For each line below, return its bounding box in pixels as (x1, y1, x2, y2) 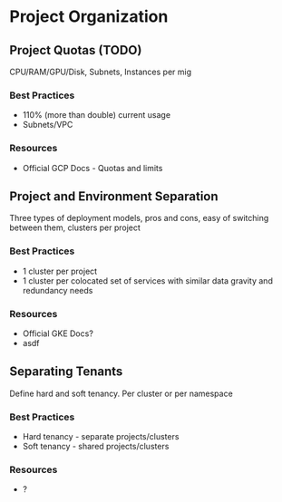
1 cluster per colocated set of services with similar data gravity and (22, 275, 274, 286)
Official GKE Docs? (22, 328, 93, 339)
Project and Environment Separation (9, 188, 219, 204)
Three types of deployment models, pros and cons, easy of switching (9, 213, 269, 224)
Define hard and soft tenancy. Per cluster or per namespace (9, 388, 233, 399)
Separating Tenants (9, 364, 123, 380)
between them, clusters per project (9, 222, 141, 233)
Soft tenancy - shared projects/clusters (22, 441, 170, 452)
